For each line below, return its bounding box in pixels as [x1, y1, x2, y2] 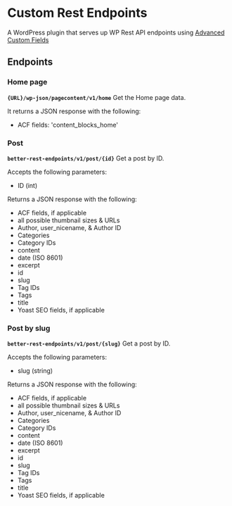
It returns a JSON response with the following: [7, 107, 141, 115]
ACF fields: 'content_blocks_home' [17, 120, 118, 129]
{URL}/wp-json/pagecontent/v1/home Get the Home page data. [7, 93, 186, 101]
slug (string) [17, 367, 53, 375]
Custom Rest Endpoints [7, 5, 148, 21]
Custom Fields [7, 35, 49, 44]
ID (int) [17, 181, 38, 189]
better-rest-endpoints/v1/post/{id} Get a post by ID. [7, 153, 165, 163]
